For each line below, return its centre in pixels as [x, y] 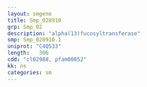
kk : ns [17, 66]
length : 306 [28, 53]
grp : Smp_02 [25, 27]
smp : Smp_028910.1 [34, 40]
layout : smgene [30, 14]
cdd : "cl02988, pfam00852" [47, 60]
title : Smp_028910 [34, 20]
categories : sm [30, 72]
